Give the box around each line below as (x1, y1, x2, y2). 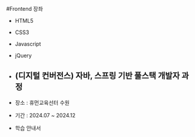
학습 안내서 (14, 124, 41, 132)
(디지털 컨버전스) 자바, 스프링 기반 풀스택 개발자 (14, 71, 180, 81)
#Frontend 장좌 (6, 5, 43, 12)
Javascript (14, 41, 41, 47)
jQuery (14, 52, 32, 59)
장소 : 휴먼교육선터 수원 (14, 99, 70, 106)
